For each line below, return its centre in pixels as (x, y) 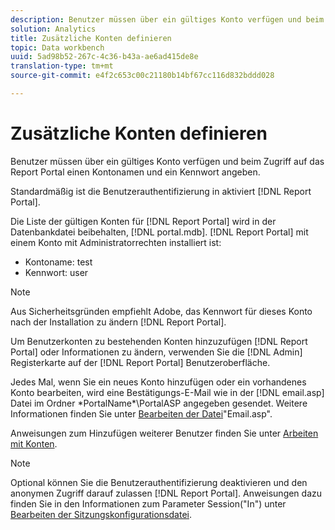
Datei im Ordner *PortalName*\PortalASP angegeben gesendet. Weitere (159, 403)
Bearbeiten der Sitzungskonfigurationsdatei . (101, 514)
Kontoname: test (58, 262)
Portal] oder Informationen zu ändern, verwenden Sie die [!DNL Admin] (156, 352)
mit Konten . (34, 443)
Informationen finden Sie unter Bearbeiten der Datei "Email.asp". (141, 413)
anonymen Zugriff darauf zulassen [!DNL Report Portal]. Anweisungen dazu (166, 493)
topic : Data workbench (57, 47)
